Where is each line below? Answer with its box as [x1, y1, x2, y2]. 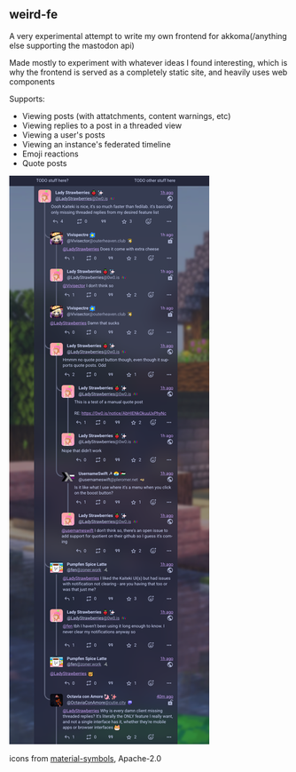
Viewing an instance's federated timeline [21, 139, 171, 149]
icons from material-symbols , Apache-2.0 [9, 752, 162, 763]
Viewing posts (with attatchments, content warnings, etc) [21, 110, 231, 121]
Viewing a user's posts [21, 129, 106, 140]
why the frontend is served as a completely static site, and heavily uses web [9, 67, 288, 77]
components [9, 76, 56, 87]
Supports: [9, 93, 46, 104]
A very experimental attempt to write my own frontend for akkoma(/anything [9, 30, 288, 41]
